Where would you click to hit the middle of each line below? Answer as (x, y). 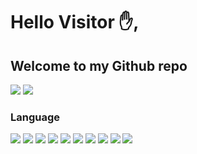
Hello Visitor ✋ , (75, 22)
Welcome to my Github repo (99, 65)
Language (35, 117)
